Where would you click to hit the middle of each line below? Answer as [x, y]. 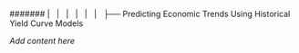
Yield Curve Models [46, 23]
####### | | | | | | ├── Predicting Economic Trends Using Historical [150, 14]
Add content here [42, 41]
